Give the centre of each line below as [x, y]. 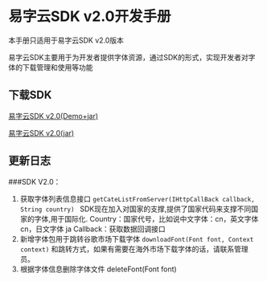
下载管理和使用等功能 [58, 67]
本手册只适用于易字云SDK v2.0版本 [66, 40]
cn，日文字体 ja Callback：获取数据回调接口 [93, 229]
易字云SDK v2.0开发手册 [90, 16]
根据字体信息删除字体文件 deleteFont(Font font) [98, 269]
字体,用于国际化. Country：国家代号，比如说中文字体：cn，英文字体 [146, 218]
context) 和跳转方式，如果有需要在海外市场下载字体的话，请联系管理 [134, 249]
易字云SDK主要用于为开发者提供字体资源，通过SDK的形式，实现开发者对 [128, 57]
